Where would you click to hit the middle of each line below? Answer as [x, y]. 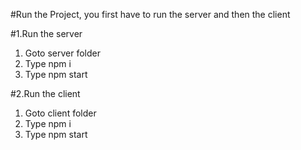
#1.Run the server [46, 33]
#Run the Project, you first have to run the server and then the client [150, 14]
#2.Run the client [45, 93]
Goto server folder [62, 53]
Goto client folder [60, 113]
